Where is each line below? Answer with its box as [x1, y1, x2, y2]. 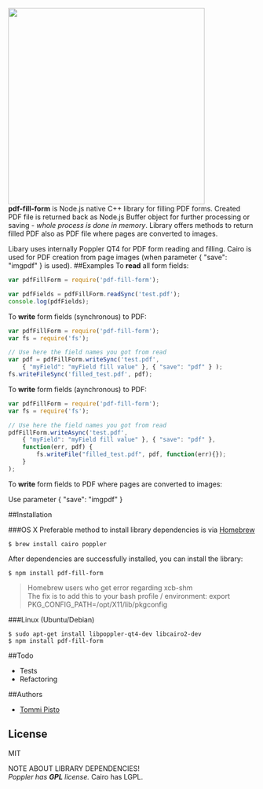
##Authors [8, 689, 43, 699]
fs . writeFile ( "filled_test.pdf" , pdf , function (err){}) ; [36, 450, 226, 459]
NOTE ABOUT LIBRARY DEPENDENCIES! [8, 763, 140, 773]
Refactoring [19, 674, 58, 684]
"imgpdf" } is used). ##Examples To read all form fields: [8, 261, 189, 270]
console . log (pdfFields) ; [8, 297, 89, 306]
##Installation [8, 509, 53, 519]
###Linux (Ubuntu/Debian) [8, 615, 95, 624]
